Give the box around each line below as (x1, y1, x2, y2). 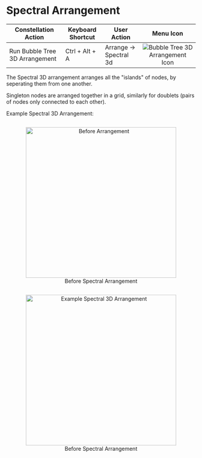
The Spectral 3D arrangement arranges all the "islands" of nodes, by (6, 74, 176, 81)
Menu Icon (152, 29, 183, 37)
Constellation (14, 25, 54, 34)
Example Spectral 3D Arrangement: (6, 110, 94, 117)
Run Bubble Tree (9, 46, 57, 55)
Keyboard (68, 25, 97, 34)
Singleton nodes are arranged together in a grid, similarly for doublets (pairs (6, 92, 195, 99)
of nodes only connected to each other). (6, 98, 106, 105)
